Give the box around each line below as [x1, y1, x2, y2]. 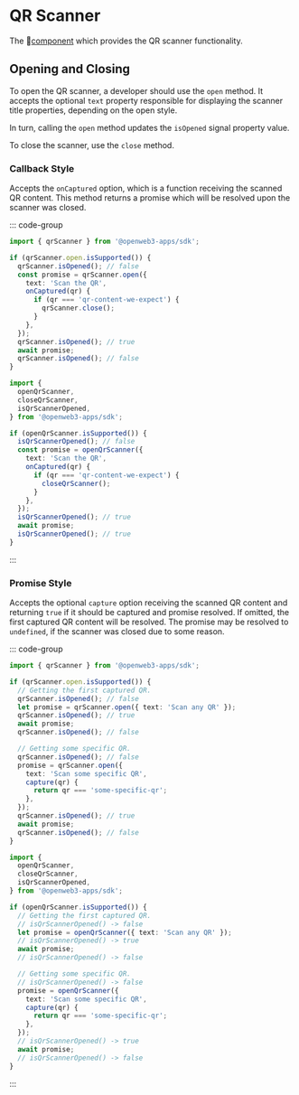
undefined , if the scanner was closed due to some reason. [9, 626, 225, 637]
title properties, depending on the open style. [9, 105, 178, 116]
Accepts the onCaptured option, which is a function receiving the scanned [9, 182, 283, 194]
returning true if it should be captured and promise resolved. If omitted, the [9, 607, 290, 618]
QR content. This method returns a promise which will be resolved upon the [9, 192, 291, 203]
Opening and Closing [9, 61, 131, 77]
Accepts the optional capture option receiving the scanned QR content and [9, 597, 288, 608]
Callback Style [9, 162, 75, 174]
